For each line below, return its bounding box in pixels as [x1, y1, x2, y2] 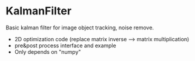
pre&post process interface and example [14, 42, 116, 49]
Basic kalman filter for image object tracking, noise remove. [5, 24, 154, 31]
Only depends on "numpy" [14, 48, 81, 55]
